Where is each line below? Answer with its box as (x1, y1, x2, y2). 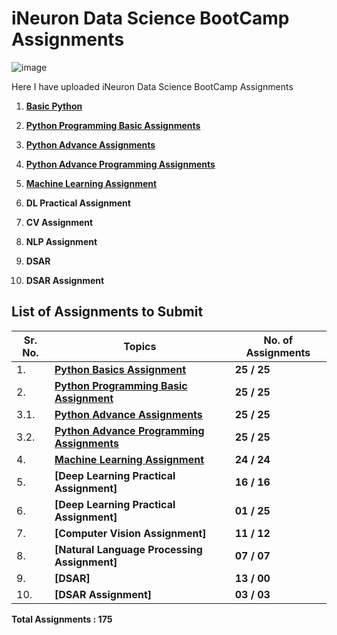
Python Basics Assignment (54, 362, 187, 376)
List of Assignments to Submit (11, 303, 204, 321)
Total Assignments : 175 (11, 613, 113, 625)
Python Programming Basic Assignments (25, 119, 201, 131)
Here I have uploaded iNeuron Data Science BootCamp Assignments (11, 80, 294, 92)
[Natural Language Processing (54, 542, 203, 556)
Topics (123, 339, 157, 353)
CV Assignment (25, 216, 94, 228)
